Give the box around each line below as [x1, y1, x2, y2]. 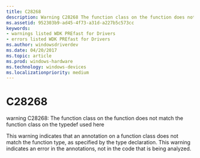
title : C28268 [6, 8, 42, 15]
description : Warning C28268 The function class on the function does [6, 14, 185, 20]
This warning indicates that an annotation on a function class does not [6, 132, 179, 140]
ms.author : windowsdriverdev [6, 42, 79, 48]
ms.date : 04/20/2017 [6, 48, 58, 53]
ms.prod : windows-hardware [6, 58, 73, 64]
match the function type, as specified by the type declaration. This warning [6, 139, 190, 146]
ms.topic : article [6, 53, 52, 59]
